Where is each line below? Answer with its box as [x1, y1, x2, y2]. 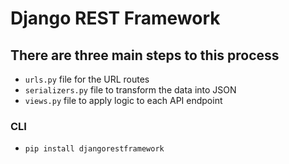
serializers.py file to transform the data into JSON [24, 84, 237, 96]
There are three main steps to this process [10, 47, 280, 64]
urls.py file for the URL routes [24, 73, 150, 85]
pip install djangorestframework [24, 144, 165, 154]
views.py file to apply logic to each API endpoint [24, 95, 223, 106]
